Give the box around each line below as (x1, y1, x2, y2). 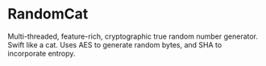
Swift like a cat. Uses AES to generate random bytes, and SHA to (7, 39, 222, 49)
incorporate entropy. (7, 48, 76, 58)
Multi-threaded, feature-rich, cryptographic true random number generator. (7, 31, 259, 41)
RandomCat (7, 5, 89, 23)
